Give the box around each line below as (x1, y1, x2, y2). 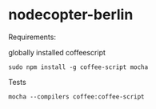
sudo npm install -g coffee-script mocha (8, 63, 149, 71)
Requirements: (8, 32, 56, 42)
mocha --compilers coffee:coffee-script (8, 92, 146, 101)
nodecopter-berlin (8, 6, 134, 24)
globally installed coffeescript (8, 47, 106, 57)
